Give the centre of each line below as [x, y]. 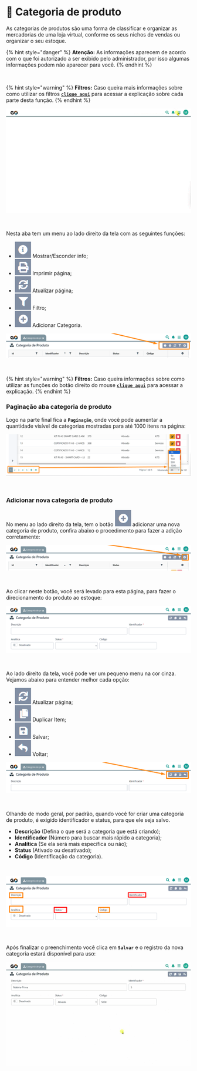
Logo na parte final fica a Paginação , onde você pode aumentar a [84, 419]
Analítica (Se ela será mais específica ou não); [71, 844]
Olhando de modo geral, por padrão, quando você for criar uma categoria [95, 814]
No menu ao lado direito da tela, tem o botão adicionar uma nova [93, 524]
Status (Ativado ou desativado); [53, 850]
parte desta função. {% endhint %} [48, 100]
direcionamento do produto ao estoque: [54, 597]
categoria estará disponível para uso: [51, 954]
